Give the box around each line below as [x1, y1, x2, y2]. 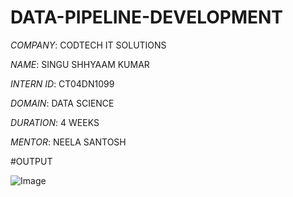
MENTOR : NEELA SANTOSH [10, 136, 127, 148]
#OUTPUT [10, 155, 53, 167]
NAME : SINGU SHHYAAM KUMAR [10, 58, 150, 70]
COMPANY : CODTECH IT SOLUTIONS [10, 39, 167, 51]
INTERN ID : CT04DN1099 [10, 77, 115, 90]
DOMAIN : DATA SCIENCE [10, 97, 115, 109]
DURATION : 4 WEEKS [10, 116, 100, 128]
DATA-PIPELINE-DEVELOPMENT [10, 6, 284, 29]
